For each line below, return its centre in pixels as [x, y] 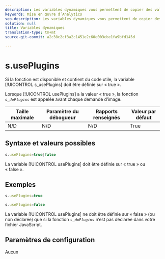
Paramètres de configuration [50, 240]
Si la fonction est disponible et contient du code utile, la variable [70, 79]
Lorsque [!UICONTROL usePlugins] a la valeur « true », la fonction [72, 94]
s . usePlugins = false [25, 205]
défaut [144, 117]
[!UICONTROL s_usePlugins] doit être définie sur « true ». [63, 85]
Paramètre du [63, 111]
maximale [22, 117]
